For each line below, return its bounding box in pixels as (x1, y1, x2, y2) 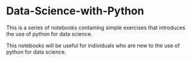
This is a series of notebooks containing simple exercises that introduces (6, 24, 186, 31)
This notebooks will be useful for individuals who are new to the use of (6, 42, 180, 49)
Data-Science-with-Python (6, 4, 144, 18)
